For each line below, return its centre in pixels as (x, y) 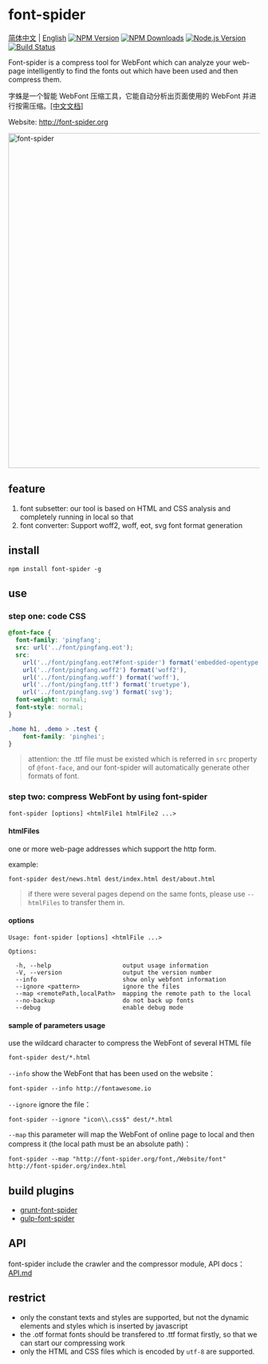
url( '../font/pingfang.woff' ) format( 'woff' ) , (101, 678)
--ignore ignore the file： (50, 1105)
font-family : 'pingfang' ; (59, 640)
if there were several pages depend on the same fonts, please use (136, 894)
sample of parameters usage (57, 1025)
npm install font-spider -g (55, 569)
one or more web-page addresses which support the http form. (112, 849)
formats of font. (53, 776)
